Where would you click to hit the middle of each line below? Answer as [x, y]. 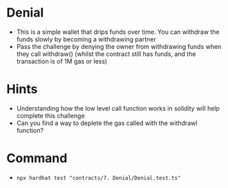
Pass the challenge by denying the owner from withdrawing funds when [119, 46]
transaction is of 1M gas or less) [62, 61]
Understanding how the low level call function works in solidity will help [118, 108]
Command [37, 159]
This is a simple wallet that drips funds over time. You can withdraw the [118, 32]
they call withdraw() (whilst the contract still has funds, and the [106, 54]
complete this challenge [50, 115]
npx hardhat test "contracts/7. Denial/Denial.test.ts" [98, 178]
